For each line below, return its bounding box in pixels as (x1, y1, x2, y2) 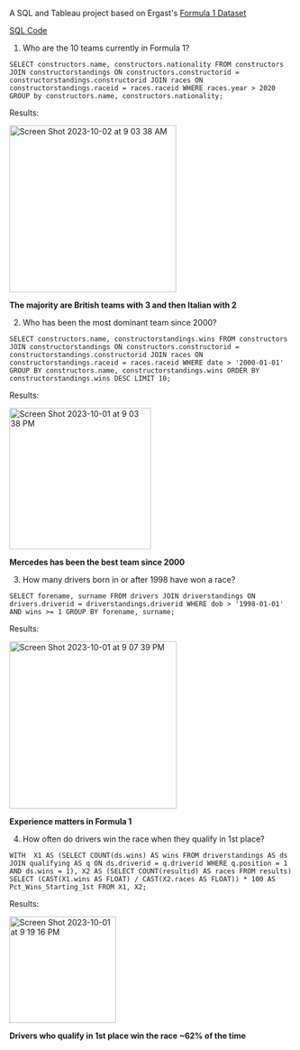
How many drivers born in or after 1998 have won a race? (22, 575, 236, 585)
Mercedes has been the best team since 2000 (9, 557, 186, 567)
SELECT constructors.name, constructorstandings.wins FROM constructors (9, 335, 288, 344)
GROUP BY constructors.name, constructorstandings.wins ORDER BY (9, 366, 259, 375)
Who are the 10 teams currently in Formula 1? (22, 42, 190, 53)
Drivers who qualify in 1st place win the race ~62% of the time (9, 1030, 246, 1041)
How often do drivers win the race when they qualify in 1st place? (22, 834, 266, 844)
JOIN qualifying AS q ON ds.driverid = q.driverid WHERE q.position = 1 (9, 859, 288, 868)
